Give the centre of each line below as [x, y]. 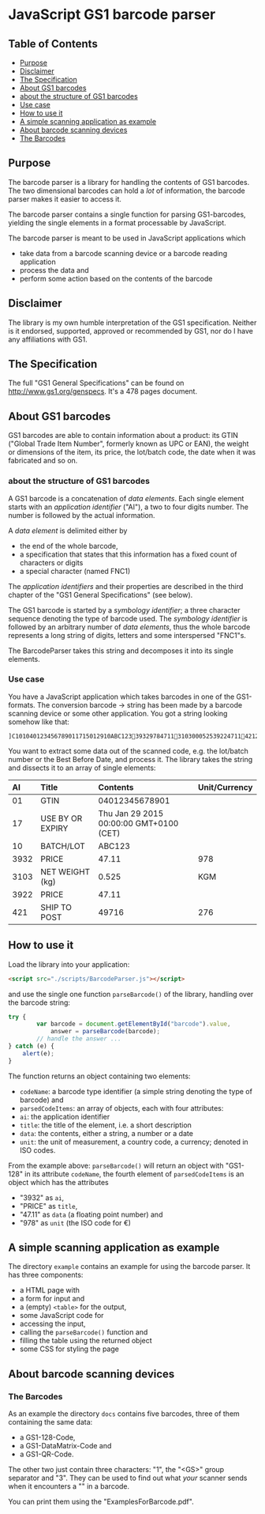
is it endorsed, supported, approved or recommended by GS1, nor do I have [131, 330]
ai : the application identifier [65, 1116]
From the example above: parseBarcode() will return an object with [116, 1165]
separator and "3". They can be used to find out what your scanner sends [128, 1478]
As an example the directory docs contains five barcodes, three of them [124, 1414]
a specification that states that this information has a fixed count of [129, 554]
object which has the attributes [58, 1182]
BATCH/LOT [63, 846]
